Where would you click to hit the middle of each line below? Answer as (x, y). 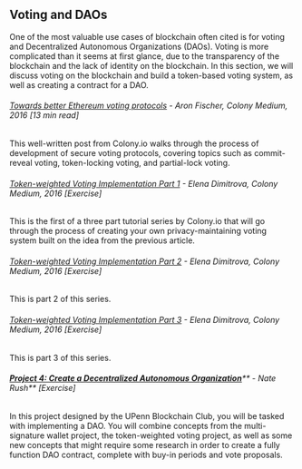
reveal (21, 163)
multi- (255, 425)
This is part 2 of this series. (60, 299)
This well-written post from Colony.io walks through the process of (134, 143)
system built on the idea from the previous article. (102, 240)
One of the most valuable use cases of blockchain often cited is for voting (147, 36)
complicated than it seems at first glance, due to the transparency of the (144, 56)
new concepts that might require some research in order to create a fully (145, 445)
